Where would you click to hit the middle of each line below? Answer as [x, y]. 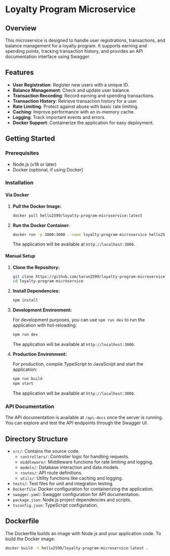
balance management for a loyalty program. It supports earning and [76, 46]
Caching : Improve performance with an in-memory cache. [74, 112]
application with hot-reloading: [45, 325]
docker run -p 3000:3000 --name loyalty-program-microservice [80, 235]
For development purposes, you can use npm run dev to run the [79, 320]
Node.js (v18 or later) [35, 164]
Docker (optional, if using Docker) [48, 169]
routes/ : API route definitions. [51, 473]
